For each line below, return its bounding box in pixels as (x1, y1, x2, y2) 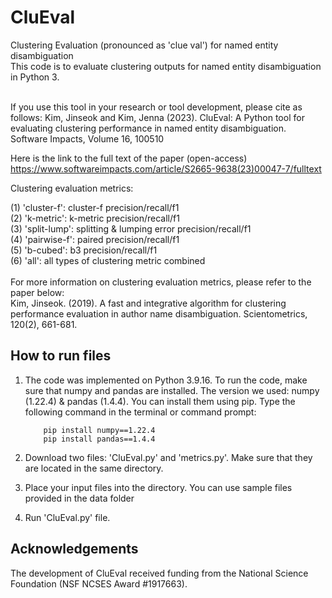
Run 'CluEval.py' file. (24, 511, 111, 523)
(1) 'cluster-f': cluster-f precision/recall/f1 (10, 201, 180, 213)
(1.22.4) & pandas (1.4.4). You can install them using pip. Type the (24, 395, 296, 407)
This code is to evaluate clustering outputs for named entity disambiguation (10, 60, 322, 72)
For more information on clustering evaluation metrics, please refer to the (10, 276, 312, 288)
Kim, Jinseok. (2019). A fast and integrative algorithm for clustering (10, 297, 287, 309)
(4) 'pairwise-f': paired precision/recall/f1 (10, 233, 180, 245)
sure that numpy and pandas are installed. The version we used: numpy (24, 384, 320, 396)
